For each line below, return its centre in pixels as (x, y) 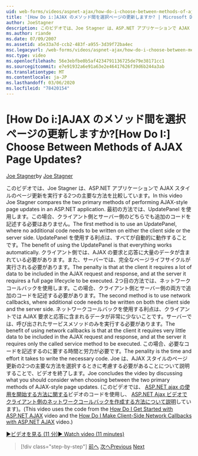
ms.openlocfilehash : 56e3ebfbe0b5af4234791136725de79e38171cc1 (85, 61)
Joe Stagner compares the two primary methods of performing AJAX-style (97, 202)
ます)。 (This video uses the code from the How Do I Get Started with (90, 409)
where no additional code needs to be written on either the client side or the (98, 230)
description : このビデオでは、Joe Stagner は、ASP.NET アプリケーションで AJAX (98, 28)
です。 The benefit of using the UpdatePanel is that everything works (89, 245)
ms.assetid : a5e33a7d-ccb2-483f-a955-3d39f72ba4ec (70, 45)
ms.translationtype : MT (35, 72)
